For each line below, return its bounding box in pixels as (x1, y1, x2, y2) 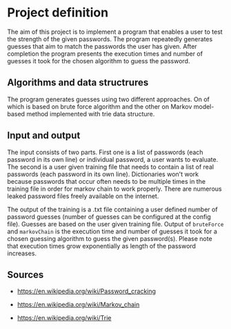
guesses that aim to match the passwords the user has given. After (7, 42, 198, 50)
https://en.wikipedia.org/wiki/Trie (17, 314, 112, 322)
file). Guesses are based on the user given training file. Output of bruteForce (7, 220, 224, 228)
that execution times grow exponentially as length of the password (7, 242, 197, 250)
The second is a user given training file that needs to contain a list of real (7, 162, 214, 171)
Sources (7, 268, 44, 280)
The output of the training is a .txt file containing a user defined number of (7, 205, 219, 213)
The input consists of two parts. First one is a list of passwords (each (7, 148, 203, 156)
